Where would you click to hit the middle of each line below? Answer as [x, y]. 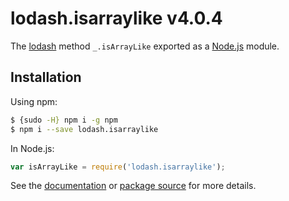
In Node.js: [32, 148]
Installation [46, 77]
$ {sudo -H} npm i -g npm [64, 120]
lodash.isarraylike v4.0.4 [116, 18]
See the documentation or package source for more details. [133, 186]
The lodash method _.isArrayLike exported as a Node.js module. [145, 46]
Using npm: [34, 101]
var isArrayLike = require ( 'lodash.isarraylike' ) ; [118, 167]
